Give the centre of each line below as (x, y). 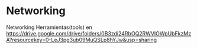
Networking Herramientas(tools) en (49, 27)
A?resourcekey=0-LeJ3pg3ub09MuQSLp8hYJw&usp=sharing (82, 40)
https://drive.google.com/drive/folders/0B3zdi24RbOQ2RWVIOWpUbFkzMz (98, 33)
